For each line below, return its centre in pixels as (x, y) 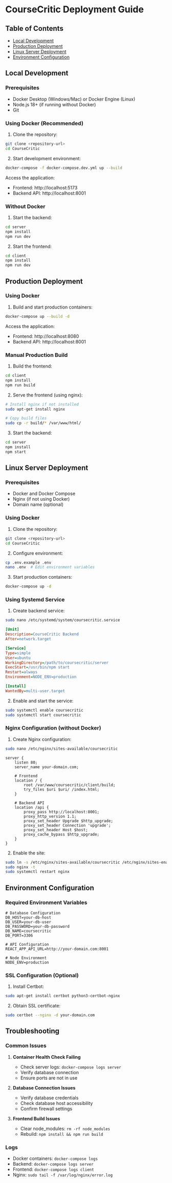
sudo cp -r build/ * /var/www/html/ (43, 423)
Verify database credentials (49, 1098)
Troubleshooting (33, 1031)
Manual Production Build (37, 355)
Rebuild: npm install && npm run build (62, 1134)
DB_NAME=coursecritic (28, 931)
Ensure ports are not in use (49, 1078)
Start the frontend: (32, 246)
